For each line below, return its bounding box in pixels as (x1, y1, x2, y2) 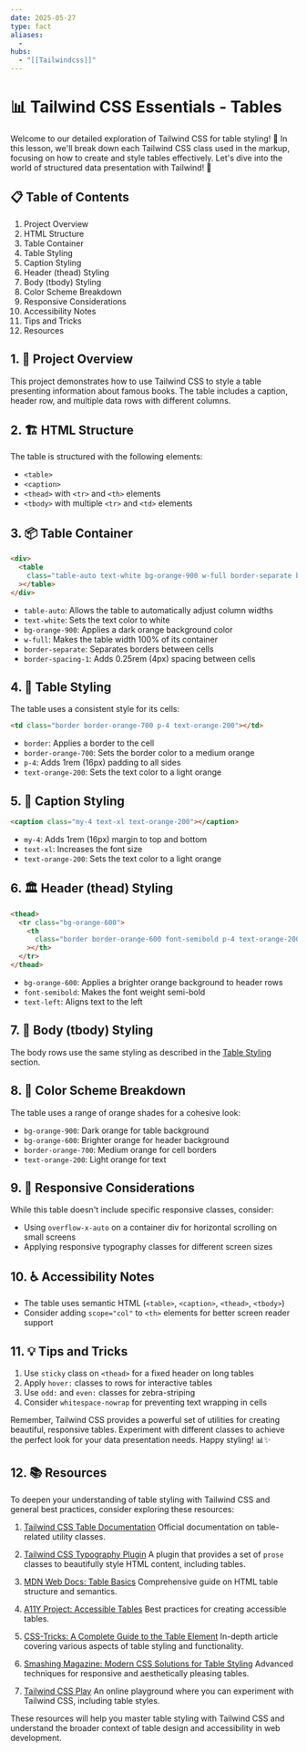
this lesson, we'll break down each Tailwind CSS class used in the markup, (10, 142, 291, 153)
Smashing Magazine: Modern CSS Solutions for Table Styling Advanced (23, 1658, 294, 1669)
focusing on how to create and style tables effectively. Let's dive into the (10, 152, 283, 163)
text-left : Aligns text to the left (23, 995, 144, 1007)
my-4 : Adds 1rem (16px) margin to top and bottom (23, 833, 208, 844)
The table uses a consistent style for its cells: (10, 704, 180, 715)
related (23, 1530, 51, 1541)
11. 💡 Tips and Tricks (10, 1344, 128, 1359)
